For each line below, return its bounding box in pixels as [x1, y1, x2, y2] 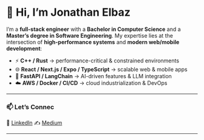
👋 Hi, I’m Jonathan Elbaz [6, 5, 131, 19]
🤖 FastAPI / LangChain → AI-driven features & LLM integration [15, 72, 172, 79]
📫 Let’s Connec [6, 102, 55, 111]
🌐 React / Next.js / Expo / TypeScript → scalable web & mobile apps [15, 65, 188, 73]
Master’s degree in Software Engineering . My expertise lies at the [6, 32, 173, 39]
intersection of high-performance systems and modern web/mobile [6, 38, 180, 45]
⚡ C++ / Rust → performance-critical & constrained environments [15, 57, 180, 64]
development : [6, 45, 42, 52]
